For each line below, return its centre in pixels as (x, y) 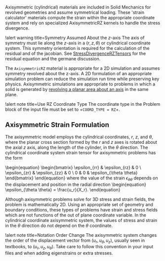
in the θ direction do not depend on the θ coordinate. (59, 225)
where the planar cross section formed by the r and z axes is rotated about (81, 142)
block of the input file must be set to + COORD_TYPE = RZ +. (62, 109)
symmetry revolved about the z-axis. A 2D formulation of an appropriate (79, 73)
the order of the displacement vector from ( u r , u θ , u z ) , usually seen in (75, 241)
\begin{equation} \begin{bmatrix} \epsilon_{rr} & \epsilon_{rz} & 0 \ (73, 167)
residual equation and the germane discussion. (53, 59)
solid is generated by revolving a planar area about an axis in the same (77, 89)
